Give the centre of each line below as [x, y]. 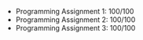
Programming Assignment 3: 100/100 [75, 28]
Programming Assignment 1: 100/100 [75, 11]
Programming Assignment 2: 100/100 [75, 20]
